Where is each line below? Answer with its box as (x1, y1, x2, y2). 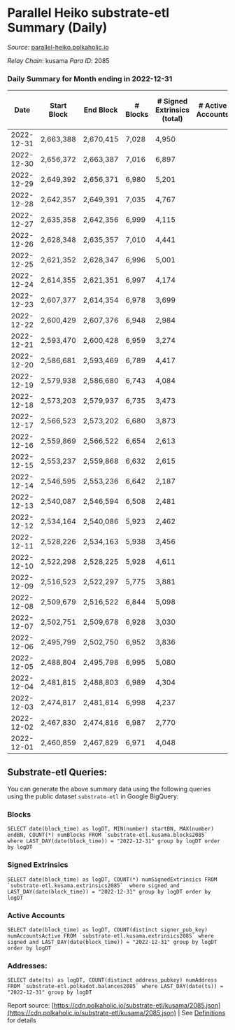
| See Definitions (178, 1009, 226, 1017)
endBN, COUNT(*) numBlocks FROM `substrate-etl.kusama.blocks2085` (7, 831, 208, 839)
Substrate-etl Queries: (7, 766, 108, 778)
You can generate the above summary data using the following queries (7, 785, 211, 793)
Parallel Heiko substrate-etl (7, 5, 170, 21)
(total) (162, 114, 183, 124)
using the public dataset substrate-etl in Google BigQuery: (7, 792, 179, 800)
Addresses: (7, 961, 48, 971)
